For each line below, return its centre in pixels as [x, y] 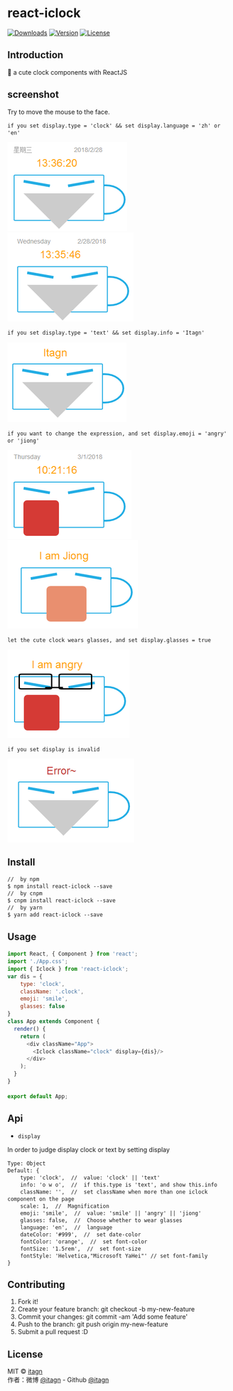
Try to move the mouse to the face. [59, 112]
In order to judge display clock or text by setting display [89, 1149]
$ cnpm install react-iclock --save [61, 901]
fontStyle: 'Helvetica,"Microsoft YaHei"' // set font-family [114, 1256]
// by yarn [25, 908]
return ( [33, 1036]
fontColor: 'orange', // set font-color [84, 1242]
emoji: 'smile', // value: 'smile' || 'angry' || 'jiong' [111, 1213]
